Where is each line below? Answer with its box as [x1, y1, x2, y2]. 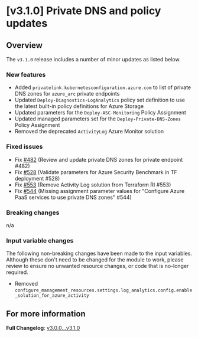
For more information [6, 309, 86, 319]
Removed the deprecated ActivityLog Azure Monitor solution [14, 128, 164, 135]
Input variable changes [6, 236, 74, 244]
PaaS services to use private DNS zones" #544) [14, 194, 132, 201]
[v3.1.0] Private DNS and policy [6, 4, 161, 18]
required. [6, 269, 28, 276]
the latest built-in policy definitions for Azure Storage [14, 103, 144, 110]
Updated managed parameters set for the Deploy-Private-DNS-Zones [14, 115, 181, 122]
